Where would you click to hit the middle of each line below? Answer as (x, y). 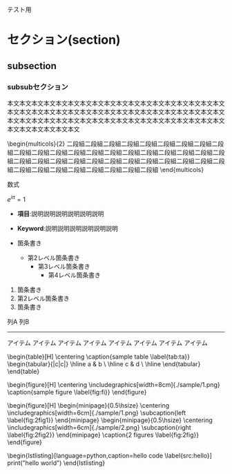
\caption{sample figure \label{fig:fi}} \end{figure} (77, 392)
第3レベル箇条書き (64, 266)
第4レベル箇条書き (75, 275)
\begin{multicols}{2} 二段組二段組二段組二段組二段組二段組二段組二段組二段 (116, 144)
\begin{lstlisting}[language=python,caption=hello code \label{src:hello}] (110, 455)
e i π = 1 (17, 198)
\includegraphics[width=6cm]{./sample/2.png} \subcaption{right (99, 427)
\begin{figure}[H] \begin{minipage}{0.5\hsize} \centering (88, 405)
